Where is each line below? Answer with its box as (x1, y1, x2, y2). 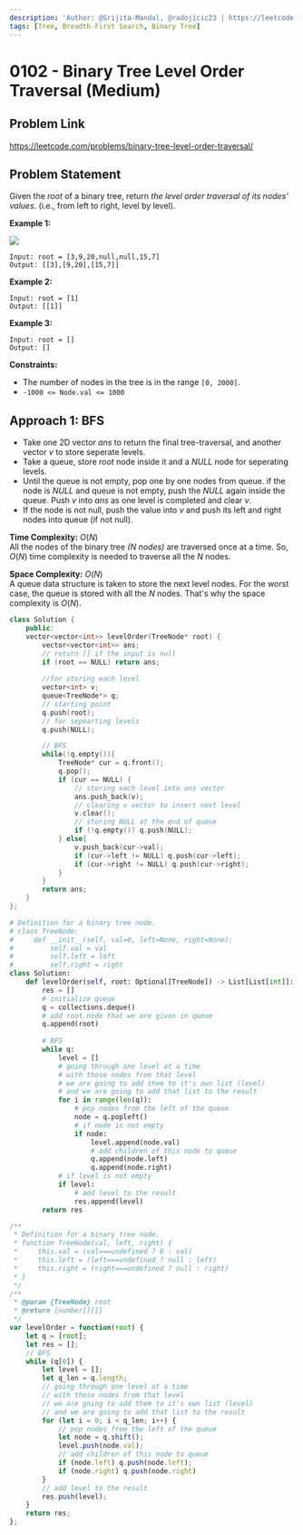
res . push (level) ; (42, 1491, 107, 1501)
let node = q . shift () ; (57, 1432, 144, 1442)
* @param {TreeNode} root (13, 1298, 112, 1307)
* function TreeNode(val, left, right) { (13, 1239, 172, 1248)
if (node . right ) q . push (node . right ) (57, 1466, 197, 1476)
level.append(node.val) (90, 1137, 181, 1147)
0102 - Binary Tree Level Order (9, 61, 245, 82)
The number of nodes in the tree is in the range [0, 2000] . (22, 377, 240, 388)
